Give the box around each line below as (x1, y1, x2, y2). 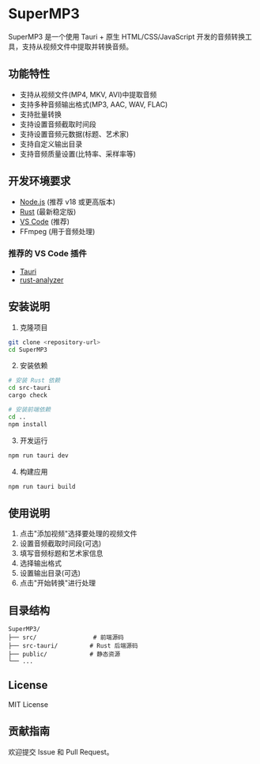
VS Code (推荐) (19, 217, 70, 226)
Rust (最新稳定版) (19, 206, 77, 216)
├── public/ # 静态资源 (8, 650, 121, 659)
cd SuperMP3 (8, 346, 47, 354)
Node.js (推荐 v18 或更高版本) (19, 197, 116, 206)
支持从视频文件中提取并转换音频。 (21, 41, 133, 51)
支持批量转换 (19, 109, 62, 119)
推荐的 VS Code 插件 (8, 248, 87, 259)
